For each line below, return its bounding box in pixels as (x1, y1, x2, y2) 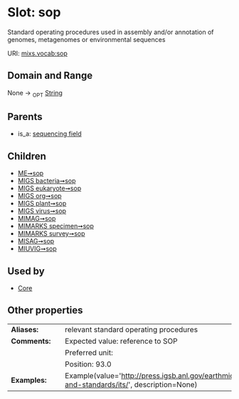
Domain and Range (7, 70, 93, 82)
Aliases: (11, 324, 39, 334)
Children (7, 150, 46, 162)
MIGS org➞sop (17, 192, 62, 200)
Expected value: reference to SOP (65, 336, 178, 346)
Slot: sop (7, 4, 61, 21)
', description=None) (127, 379, 198, 389)
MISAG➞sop (17, 237, 55, 246)
